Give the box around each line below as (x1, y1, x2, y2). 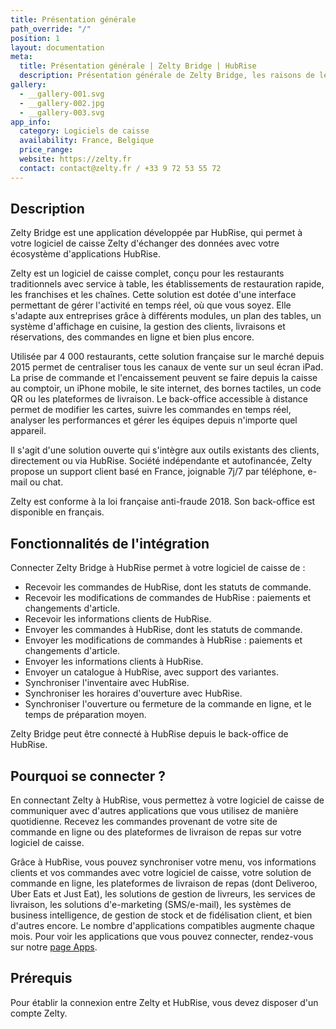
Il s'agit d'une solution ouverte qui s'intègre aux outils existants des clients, (10, 444, 320, 456)
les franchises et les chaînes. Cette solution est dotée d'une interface (10, 289, 297, 301)
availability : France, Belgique (19, 136, 155, 146)
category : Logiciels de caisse (19, 126, 150, 136)
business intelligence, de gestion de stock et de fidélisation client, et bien (10, 909, 313, 921)
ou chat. (29, 476, 64, 488)
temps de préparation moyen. (24, 709, 147, 721)
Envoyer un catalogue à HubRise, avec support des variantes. (24, 666, 279, 678)
